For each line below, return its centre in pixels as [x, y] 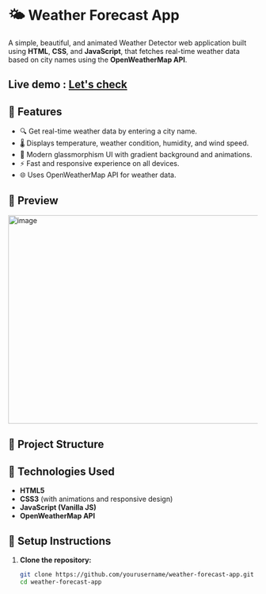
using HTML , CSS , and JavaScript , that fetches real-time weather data [124, 51]
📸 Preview [33, 201]
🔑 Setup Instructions [60, 541]
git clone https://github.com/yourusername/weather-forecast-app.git [137, 574]
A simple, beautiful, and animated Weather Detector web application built [127, 42]
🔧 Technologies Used [61, 471]
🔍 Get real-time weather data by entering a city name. [108, 131]
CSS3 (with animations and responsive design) [96, 499]
